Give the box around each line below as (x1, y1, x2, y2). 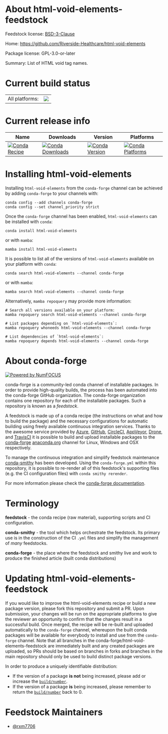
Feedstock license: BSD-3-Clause (5, 31, 75, 37)
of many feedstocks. (5, 540, 48, 546)
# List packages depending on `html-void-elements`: (5, 321, 117, 326)
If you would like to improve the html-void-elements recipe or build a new (5, 600, 156, 606)
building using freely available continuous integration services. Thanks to (5, 423, 156, 429)
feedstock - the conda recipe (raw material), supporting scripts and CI (5, 514, 151, 520)
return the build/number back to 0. (12, 689, 83, 695)
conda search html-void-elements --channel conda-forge (5, 270, 124, 276)
